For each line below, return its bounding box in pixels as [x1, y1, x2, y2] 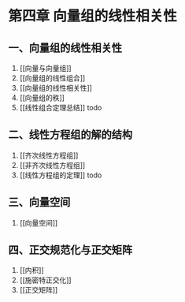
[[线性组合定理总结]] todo [19, 103, 102, 112]
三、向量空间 [8, 196, 71, 209]
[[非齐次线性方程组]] [19, 160, 86, 170]
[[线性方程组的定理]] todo [19, 170, 102, 180]
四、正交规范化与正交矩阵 [8, 244, 132, 257]
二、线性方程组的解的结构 [8, 128, 132, 142]
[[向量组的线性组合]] [19, 73, 86, 83]
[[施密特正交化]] [19, 275, 72, 285]
